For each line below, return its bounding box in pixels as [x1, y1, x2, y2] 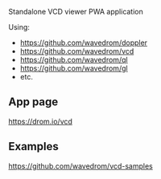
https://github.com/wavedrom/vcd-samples [8, 161, 153, 171]
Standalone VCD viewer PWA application [8, 7, 143, 16]
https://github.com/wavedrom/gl [19, 63, 128, 73]
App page [8, 96, 59, 109]
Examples [8, 140, 59, 153]
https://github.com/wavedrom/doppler [19, 38, 147, 47]
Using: [8, 22, 31, 31]
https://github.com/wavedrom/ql [19, 55, 128, 64]
